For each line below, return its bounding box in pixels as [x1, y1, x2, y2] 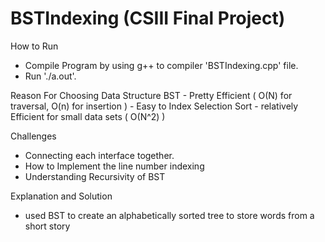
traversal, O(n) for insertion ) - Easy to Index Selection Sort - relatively [10, 100, 299, 112]
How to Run [10, 40, 59, 52]
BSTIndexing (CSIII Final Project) [10, 7, 286, 30]
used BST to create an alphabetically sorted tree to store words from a [24, 209, 315, 221]
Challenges [10, 130, 57, 142]
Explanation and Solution [10, 190, 113, 202]
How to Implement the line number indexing [24, 160, 205, 172]
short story [24, 220, 71, 232]
